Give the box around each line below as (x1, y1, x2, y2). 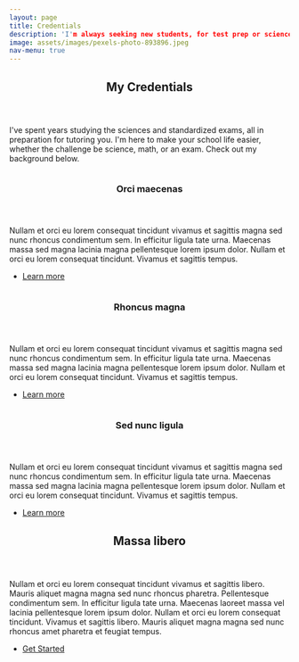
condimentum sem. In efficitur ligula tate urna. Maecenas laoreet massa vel (9, 597, 285, 608)
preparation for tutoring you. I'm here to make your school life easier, (9, 134, 262, 145)
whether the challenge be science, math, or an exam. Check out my (9, 144, 257, 154)
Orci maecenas (116, 183, 183, 195)
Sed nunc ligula (115, 419, 184, 432)
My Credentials (106, 79, 193, 95)
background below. (9, 153, 80, 163)
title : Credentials (9, 21, 82, 30)
